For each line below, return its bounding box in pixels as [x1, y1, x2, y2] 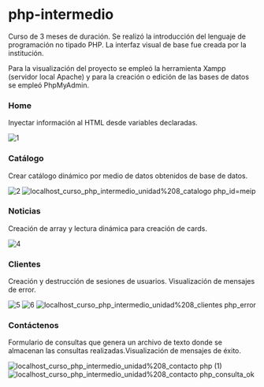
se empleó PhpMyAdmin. [8, 80, 89, 90]
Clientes [8, 259, 41, 270]
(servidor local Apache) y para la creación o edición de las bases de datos [8, 72, 250, 81]
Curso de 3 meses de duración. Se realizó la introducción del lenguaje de [8, 32, 247, 41]
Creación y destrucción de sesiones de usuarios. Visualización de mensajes [8, 277, 255, 286]
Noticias [8, 206, 41, 217]
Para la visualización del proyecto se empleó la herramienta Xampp [8, 63, 226, 73]
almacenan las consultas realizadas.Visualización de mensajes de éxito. [8, 346, 242, 355]
